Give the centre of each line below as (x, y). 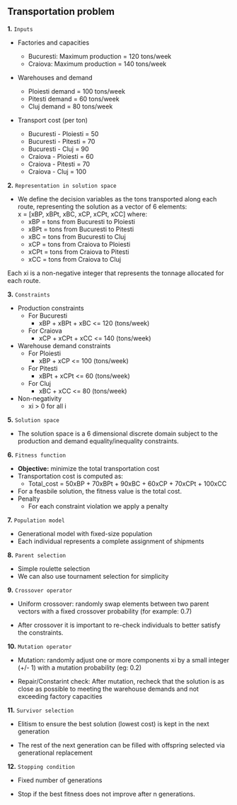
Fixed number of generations (60, 780)
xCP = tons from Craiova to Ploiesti (79, 244)
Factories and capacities (53, 43)
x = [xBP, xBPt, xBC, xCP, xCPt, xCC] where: (82, 214)
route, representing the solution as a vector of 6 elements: (102, 206)
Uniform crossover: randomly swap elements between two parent (113, 604)
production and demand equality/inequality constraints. (98, 441)
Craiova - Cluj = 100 (57, 171)
